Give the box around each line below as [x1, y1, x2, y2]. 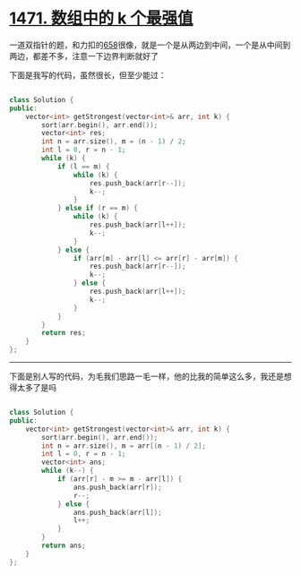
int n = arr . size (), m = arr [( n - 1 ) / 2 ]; [41, 441, 207, 451]
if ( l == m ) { [56, 162, 110, 171]
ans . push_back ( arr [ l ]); [73, 508, 163, 517]
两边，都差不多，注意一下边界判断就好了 [9, 50, 159, 61]
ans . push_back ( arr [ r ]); [73, 483, 163, 492]
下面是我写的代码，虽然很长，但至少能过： [9, 69, 167, 81]
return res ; [41, 329, 87, 338]
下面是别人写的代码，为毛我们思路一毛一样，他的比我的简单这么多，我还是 [9, 371, 284, 382]
